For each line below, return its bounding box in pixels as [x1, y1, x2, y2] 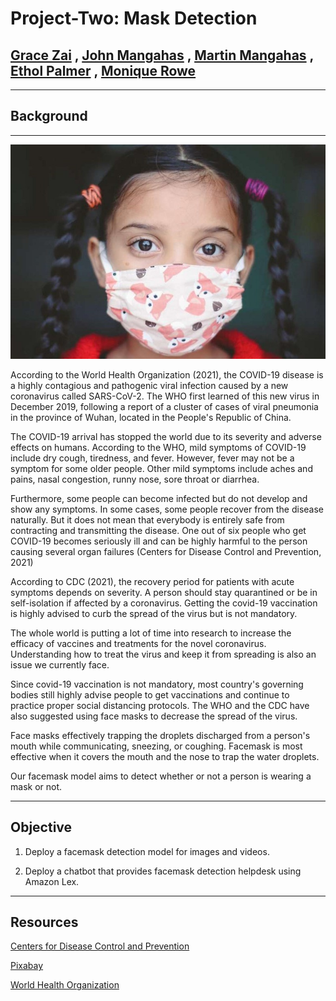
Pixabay [10, 960, 44, 972]
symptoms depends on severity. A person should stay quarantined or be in [10, 586, 318, 598]
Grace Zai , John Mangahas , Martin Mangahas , [10, 47, 314, 64]
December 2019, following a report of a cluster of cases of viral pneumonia [10, 400, 319, 412]
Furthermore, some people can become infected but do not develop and [10, 492, 308, 504]
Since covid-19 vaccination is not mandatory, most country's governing [10, 678, 304, 690]
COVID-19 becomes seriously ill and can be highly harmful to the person [10, 535, 308, 547]
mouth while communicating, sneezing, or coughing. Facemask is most [10, 740, 303, 752]
